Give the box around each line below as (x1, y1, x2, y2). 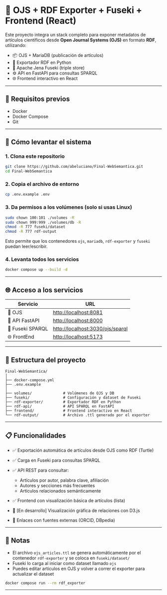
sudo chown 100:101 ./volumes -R (5, 215, 75, 220)
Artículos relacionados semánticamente (19, 488, 101, 494)
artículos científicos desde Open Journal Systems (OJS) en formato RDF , (5, 37, 157, 43)
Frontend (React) (5, 15, 77, 26)
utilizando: (5, 42, 26, 48)
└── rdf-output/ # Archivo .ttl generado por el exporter (5, 412, 150, 418)
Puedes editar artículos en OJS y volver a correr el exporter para (12, 566, 145, 572)
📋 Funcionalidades (5, 432, 66, 440)
